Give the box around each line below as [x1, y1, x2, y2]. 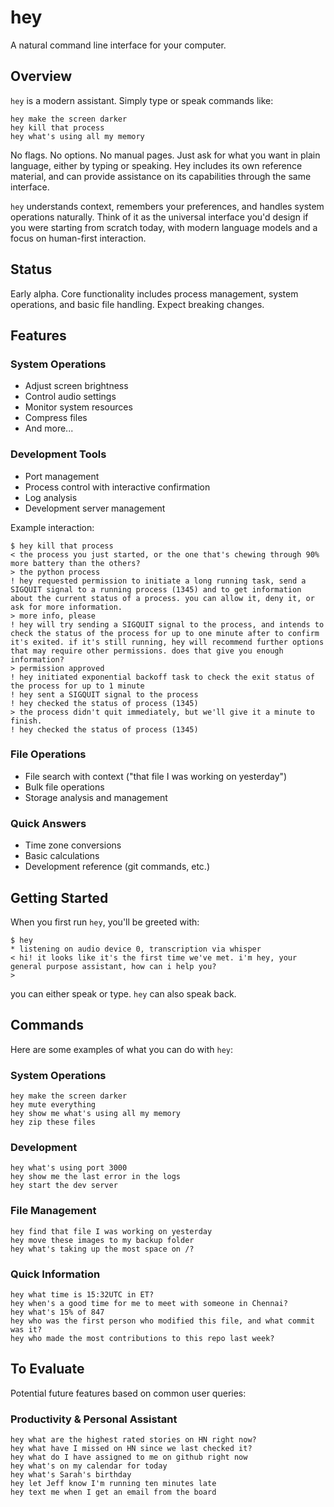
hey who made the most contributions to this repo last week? [10, 1333, 275, 1343]
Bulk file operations [24, 781, 105, 793]
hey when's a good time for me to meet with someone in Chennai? [10, 1298, 288, 1308]
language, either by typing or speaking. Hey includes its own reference [10, 159, 303, 171]
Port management [24, 470, 100, 482]
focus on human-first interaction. [10, 232, 147, 244]
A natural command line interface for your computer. [10, 39, 227, 51]
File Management [10, 1204, 97, 1218]
